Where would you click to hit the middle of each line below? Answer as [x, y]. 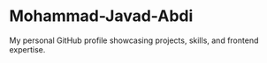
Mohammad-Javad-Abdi [101, 16]
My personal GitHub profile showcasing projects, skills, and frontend [134, 40]
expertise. [27, 49]
